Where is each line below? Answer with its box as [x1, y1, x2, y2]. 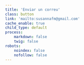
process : [5, 30, 23, 35]
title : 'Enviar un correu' [5, 7, 60, 12]
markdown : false [14, 35, 48, 40]
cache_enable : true [5, 21, 45, 26]
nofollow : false [14, 52, 48, 58]
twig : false [14, 39, 38, 44]
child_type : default [5, 25, 48, 30]
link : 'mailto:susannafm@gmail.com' [5, 16, 80, 21]
